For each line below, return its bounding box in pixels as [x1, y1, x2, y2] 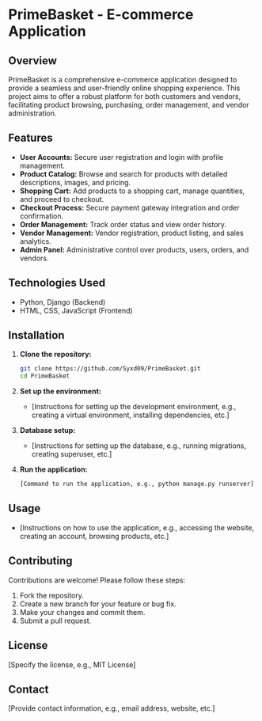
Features [8, 131, 53, 145]
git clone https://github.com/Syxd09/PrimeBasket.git [19, 365, 201, 373]
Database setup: [19, 426, 76, 435]
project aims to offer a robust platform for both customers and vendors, [8, 92, 241, 101]
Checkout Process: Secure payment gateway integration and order [19, 203, 240, 212]
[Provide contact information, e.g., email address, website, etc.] [8, 704, 215, 713]
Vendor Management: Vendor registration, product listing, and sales [19, 228, 244, 237]
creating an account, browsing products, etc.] [19, 531, 169, 541]
